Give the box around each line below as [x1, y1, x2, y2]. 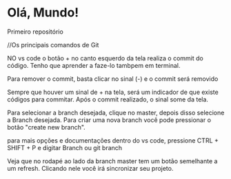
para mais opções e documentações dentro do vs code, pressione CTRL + [7, 136, 219, 145]
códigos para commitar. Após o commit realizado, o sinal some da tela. [7, 95, 209, 104]
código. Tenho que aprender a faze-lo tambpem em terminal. [7, 61, 181, 69]
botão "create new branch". [7, 123, 86, 131]
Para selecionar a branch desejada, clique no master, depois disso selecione [7, 108, 225, 117]
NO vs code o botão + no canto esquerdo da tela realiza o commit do [7, 53, 203, 62]
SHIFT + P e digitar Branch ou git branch [7, 143, 123, 152]
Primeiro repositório [7, 27, 63, 36]
